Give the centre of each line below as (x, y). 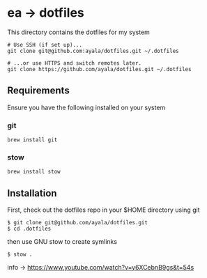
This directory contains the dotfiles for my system (78, 32)
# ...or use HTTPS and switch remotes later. (74, 63)
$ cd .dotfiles (29, 229)
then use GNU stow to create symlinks (62, 242)
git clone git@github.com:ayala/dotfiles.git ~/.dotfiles (93, 51)
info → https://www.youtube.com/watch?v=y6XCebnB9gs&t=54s (101, 268)
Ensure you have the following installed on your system (86, 107)
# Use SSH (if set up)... (45, 45)
